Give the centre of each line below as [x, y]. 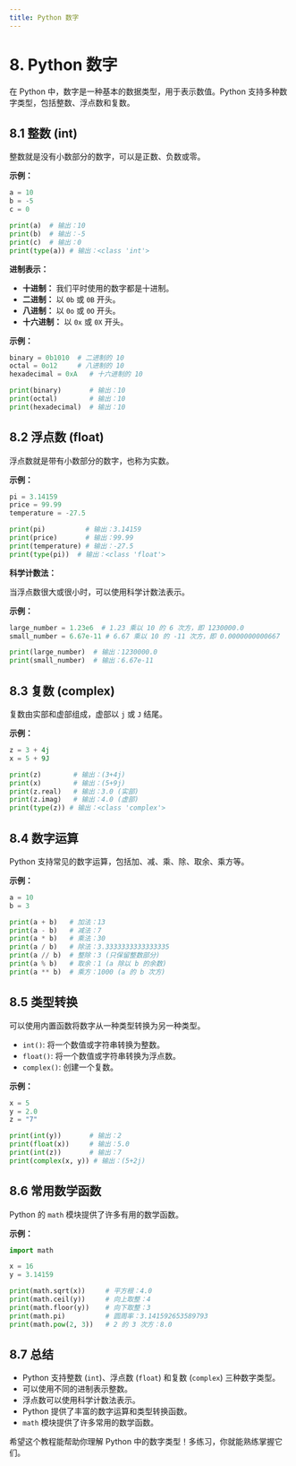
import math [31, 1250]
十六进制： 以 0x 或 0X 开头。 [75, 321]
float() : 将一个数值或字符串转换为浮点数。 [101, 1055]
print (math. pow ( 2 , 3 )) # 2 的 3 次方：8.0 [91, 1324]
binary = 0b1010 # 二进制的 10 [67, 358]
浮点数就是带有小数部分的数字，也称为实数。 [92, 460]
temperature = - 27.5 [48, 513]
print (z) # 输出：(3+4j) [68, 775]
